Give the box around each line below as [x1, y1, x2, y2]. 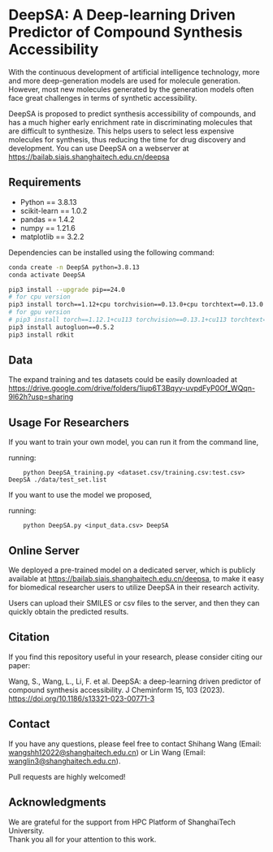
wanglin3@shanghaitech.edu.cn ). [8, 756, 121, 766]
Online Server [8, 543, 80, 558]
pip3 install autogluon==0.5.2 [8, 323, 115, 331]
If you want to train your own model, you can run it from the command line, [8, 437, 258, 447]
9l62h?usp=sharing [8, 392, 74, 402]
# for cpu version [8, 293, 71, 302]
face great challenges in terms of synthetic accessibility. [8, 93, 197, 102]
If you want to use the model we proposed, [8, 490, 152, 500]
